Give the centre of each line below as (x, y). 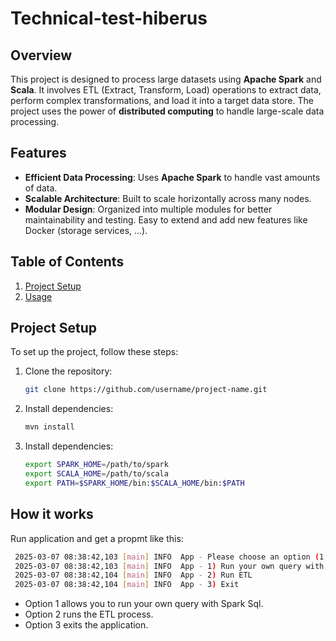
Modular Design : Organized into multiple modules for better (148, 209)
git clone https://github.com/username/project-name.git (146, 390)
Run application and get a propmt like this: (97, 538)
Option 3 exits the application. (86, 625)
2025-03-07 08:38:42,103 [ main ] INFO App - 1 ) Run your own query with (169, 566)
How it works (52, 514)
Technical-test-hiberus (109, 18)
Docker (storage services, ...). (86, 230)
